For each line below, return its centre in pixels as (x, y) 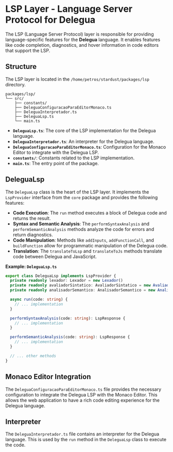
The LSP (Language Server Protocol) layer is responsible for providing (80, 34)
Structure (21, 67)
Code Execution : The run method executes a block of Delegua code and (90, 213)
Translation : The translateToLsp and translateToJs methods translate (87, 251)
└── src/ (15, 98)
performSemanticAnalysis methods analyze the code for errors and (83, 229)
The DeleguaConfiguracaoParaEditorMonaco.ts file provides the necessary (83, 389)
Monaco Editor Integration (48, 377)
